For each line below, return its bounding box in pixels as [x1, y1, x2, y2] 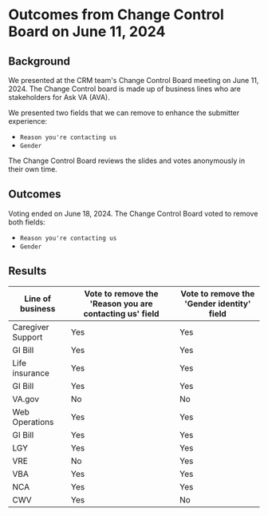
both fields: [8, 217, 45, 227]
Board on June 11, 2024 [8, 22, 166, 41]
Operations [12, 416, 54, 427]
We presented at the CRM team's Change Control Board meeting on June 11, [8, 76, 259, 85]
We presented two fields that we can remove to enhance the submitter [8, 108, 240, 117]
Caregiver [12, 321, 49, 332]
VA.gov [12, 393, 40, 404]
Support [12, 331, 43, 343]
